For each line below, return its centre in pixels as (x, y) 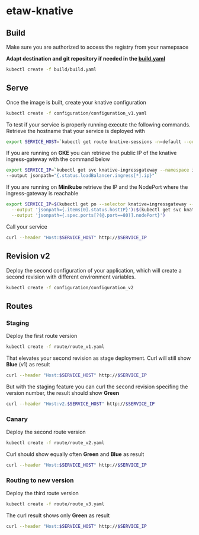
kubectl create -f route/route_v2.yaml (55, 443)
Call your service (27, 226)
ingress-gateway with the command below (58, 159)
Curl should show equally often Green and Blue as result (75, 454)
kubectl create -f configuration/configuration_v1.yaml (76, 113)
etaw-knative (40, 11)
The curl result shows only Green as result (58, 515)
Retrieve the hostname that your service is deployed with (76, 131)
